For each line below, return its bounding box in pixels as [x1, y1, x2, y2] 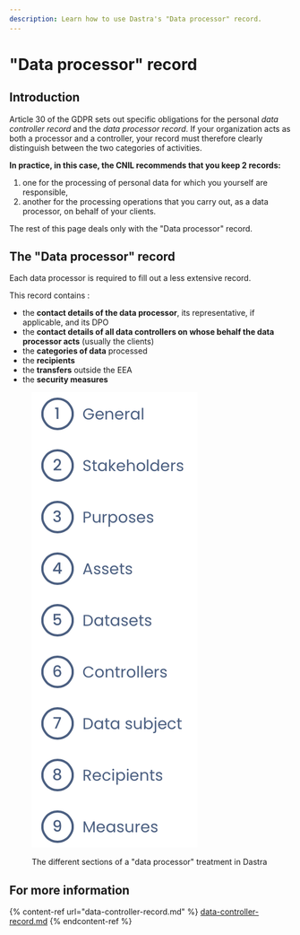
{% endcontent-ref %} [49, 916, 133, 927]
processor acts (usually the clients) [21, 336, 155, 347]
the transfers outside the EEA [21, 364, 133, 376]
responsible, [21, 187, 69, 197]
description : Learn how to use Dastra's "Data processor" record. [9, 14, 262, 23]
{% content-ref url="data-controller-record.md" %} [9, 906, 199, 917]
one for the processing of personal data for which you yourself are [21, 177, 269, 188]
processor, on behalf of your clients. [21, 205, 157, 216]
